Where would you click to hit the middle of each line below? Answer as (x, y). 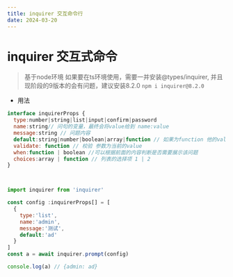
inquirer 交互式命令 (63, 57)
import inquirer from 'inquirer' (56, 190)
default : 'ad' (39, 235)
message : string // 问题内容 (52, 133)
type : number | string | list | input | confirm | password (85, 120)
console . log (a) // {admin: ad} (53, 267)
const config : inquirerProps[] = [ (59, 203)
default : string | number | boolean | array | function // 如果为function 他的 (115, 140)
